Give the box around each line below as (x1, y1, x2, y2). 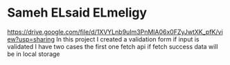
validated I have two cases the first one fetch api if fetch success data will (7, 42, 218, 50)
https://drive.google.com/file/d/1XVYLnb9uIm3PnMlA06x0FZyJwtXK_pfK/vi (7, 28, 223, 36)
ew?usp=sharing (7, 35, 55, 43)
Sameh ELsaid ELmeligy (7, 5, 148, 21)
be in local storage (7, 50, 60, 58)
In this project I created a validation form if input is (56, 35, 200, 43)
